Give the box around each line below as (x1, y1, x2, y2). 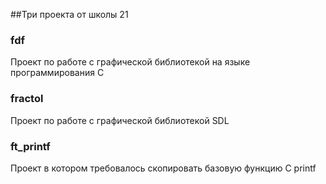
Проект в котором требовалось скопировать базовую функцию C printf (10, 162, 317, 174)
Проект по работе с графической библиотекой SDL (10, 114, 230, 126)
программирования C (10, 67, 105, 79)
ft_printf (10, 139, 51, 153)
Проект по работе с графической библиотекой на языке (10, 56, 251, 68)
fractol (10, 92, 44, 106)
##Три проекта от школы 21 (10, 9, 129, 20)
